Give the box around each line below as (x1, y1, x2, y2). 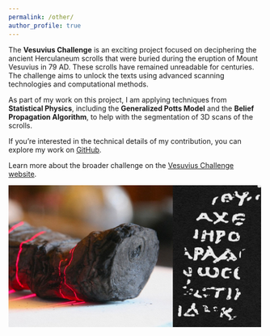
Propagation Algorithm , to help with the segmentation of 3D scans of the (8, 111, 253, 121)
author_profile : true (8, 21, 82, 30)
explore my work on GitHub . (8, 145, 102, 154)
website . (8, 169, 37, 178)
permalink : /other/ (8, 13, 74, 21)
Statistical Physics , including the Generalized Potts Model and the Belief (8, 103, 255, 113)
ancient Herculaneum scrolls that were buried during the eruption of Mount (8, 53, 259, 63)
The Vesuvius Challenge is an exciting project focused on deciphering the (8, 44, 257, 54)
